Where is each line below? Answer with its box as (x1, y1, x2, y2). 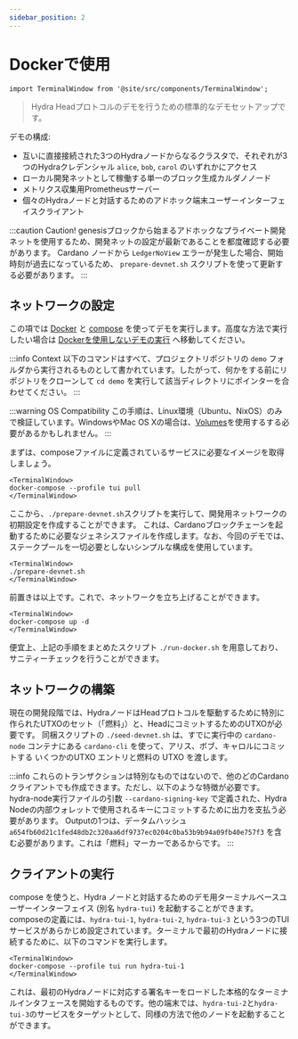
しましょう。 (9, 458, 56, 469)
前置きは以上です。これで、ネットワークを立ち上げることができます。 (9, 592, 265, 603)
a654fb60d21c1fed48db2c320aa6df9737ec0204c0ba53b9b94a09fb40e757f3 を (9, 827, 275, 837)
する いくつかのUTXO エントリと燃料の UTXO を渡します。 (16, 752, 233, 763)
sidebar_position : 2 (9, 12, 86, 22)
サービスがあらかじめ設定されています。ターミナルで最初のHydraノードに (9, 925, 280, 936)
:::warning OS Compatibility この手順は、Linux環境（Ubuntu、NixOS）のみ (9, 406, 283, 416)
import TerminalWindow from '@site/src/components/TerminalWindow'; (9, 84, 269, 94)
